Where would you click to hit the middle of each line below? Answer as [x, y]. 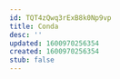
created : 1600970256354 [55, 52]
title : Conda [34, 26]
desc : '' [26, 35]
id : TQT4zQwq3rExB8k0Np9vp [60, 18]
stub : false [32, 60]
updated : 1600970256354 [55, 43]
